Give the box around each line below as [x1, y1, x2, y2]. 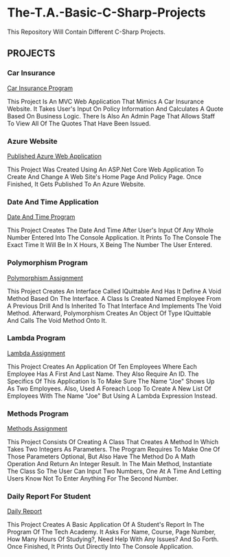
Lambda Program [7, 333, 66, 343]
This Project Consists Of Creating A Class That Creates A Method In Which [7, 438, 219, 446]
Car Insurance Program [7, 84, 73, 92]
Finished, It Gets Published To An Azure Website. [7, 180, 146, 188]
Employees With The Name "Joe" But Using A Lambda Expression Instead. [7, 391, 218, 400]
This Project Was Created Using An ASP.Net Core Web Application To [7, 165, 204, 174]
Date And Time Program [7, 213, 76, 221]
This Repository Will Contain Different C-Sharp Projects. [7, 28, 166, 36]
